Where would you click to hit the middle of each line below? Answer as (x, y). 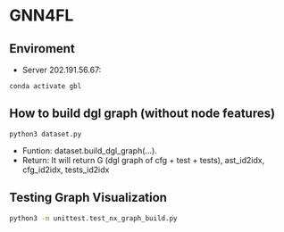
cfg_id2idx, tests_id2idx (66, 170)
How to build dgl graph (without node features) (142, 114)
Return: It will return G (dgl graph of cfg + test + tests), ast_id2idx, (143, 160)
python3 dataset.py (46, 134)
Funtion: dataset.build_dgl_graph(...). (90, 150)
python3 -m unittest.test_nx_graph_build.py (93, 218)
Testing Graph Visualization (88, 198)
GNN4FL (42, 16)
